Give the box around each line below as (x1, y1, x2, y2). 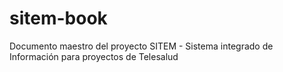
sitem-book (9, 7, 108, 30)
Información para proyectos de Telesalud (9, 50, 179, 62)
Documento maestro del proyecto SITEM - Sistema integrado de (9, 40, 274, 52)
